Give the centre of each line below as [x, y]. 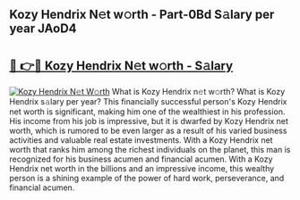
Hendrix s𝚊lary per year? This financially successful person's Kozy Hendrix [148, 101]
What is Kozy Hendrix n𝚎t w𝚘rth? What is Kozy [198, 92]
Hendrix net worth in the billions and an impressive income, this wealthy [142, 168]
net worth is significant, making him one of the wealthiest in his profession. [147, 112]
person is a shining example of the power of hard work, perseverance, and [147, 178]
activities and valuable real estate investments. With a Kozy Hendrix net [141, 140]
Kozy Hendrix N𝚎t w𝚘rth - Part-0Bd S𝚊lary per [142, 15]
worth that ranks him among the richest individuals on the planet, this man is [150, 150]
